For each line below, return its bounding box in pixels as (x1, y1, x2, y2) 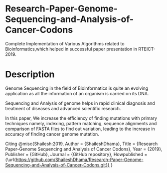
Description (5, 69, 55, 80)
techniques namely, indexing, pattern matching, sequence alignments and (5, 120, 157, 126)
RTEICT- (138, 46, 156, 52)
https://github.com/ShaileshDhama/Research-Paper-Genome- (15, 157, 144, 163)
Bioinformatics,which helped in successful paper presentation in (5, 46, 138, 52)
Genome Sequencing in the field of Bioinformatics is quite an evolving (5, 85, 149, 91)
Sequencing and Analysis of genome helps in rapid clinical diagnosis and (5, 100, 156, 106)
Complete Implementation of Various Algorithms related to (5, 40, 125, 46)
